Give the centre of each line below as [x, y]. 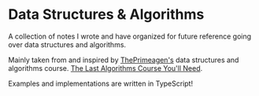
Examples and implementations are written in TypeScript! [101, 83]
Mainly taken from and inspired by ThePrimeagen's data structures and [124, 60]
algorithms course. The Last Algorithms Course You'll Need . [105, 68]
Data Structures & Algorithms [106, 15]
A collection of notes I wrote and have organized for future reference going [130, 36]
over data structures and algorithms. [67, 44]
